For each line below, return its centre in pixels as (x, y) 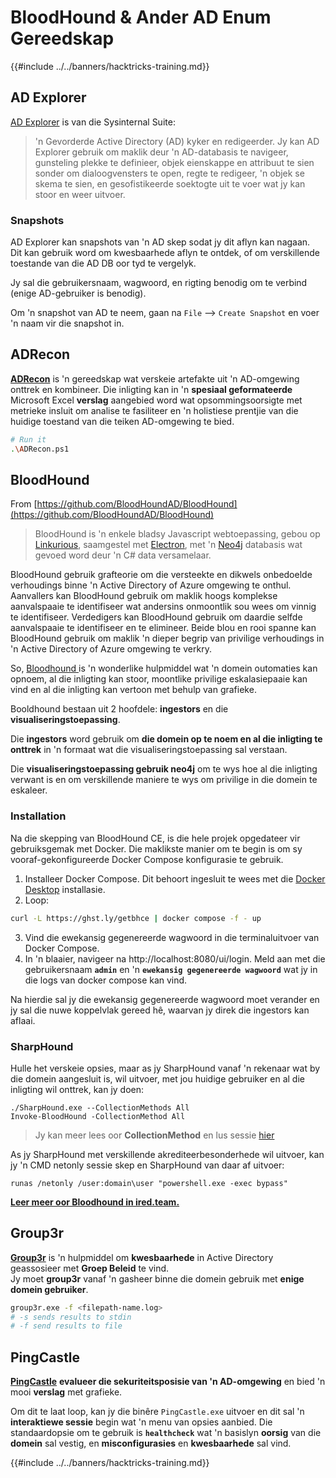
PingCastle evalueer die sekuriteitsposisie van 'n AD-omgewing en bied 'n (168, 1382)
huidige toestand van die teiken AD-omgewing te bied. (122, 421)
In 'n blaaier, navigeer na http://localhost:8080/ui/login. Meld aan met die (175, 958)
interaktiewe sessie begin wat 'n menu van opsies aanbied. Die (141, 1422)
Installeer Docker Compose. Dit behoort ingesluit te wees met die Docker (175, 878)
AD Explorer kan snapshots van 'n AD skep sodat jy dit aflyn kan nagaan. (160, 242)
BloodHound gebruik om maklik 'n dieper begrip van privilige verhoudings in (167, 638)
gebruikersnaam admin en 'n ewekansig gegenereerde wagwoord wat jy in (171, 969)
